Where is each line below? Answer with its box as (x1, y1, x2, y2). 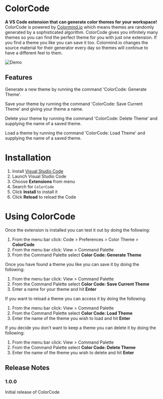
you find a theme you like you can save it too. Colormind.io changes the (5, 39, 148, 45)
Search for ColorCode (12, 183, 54, 189)
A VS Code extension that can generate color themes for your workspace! (5, 19, 157, 25)
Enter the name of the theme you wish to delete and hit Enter (12, 349, 134, 355)
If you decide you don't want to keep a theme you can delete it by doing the (5, 325, 156, 331)
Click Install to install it (12, 189, 58, 195)
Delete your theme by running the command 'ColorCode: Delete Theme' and (5, 115, 158, 121)
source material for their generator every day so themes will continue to (5, 45, 148, 50)
